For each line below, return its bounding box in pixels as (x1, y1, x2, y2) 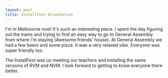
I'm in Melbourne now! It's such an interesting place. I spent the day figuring (5, 26, 163, 32)
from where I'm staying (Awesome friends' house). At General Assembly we (5, 36, 162, 43)
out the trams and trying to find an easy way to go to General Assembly (5, 31, 153, 37)
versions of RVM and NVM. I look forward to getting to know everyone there (5, 62, 162, 68)
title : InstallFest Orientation (5, 12, 73, 17)
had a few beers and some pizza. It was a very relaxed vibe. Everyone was (5, 42, 160, 48)
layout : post (5, 7, 33, 13)
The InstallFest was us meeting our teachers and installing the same (5, 57, 146, 63)
